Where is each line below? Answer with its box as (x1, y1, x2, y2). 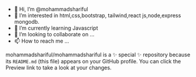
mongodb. (14, 18, 40, 25)
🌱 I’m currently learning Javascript (14, 24, 98, 31)
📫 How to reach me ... (14, 37, 69, 44)
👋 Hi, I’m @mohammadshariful (14, 6, 88, 12)
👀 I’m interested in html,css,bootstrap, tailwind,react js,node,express (14, 12, 181, 19)
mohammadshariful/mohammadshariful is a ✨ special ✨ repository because (5, 51, 191, 58)
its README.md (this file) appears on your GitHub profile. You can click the (5, 58, 181, 65)
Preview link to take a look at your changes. (5, 64, 112, 71)
